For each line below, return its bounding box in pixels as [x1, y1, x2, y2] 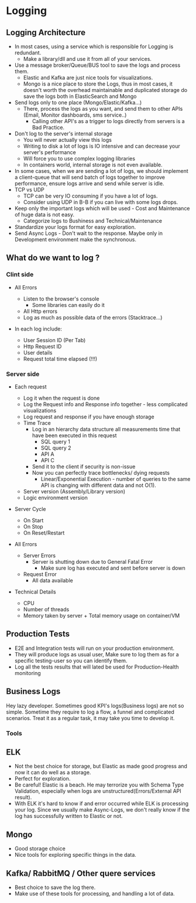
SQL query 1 [40, 438, 70, 445]
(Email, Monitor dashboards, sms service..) [23, 111, 127, 118]
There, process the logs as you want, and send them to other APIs [23, 105, 183, 112]
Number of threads [23, 605, 70, 613]
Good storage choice [14, 845, 66, 852]
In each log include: [14, 325, 63, 332]
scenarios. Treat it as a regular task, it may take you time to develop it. [6, 714, 175, 721]
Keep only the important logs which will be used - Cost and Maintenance [14, 205, 190, 212]
